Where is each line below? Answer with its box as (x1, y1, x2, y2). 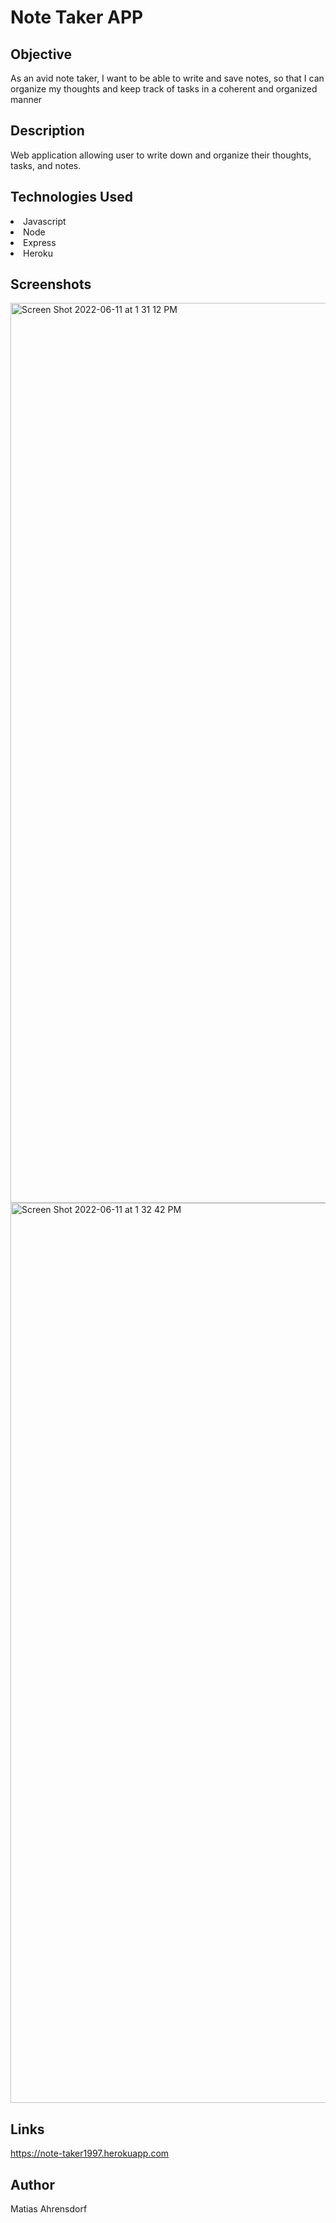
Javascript (23, 215, 67, 227)
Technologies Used (10, 189, 133, 206)
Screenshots (10, 276, 92, 293)
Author (10, 2176, 55, 2193)
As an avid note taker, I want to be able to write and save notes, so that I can (10, 72, 325, 84)
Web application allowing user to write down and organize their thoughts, (10, 149, 312, 161)
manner (10, 94, 43, 105)
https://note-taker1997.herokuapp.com (10, 2147, 170, 2160)
